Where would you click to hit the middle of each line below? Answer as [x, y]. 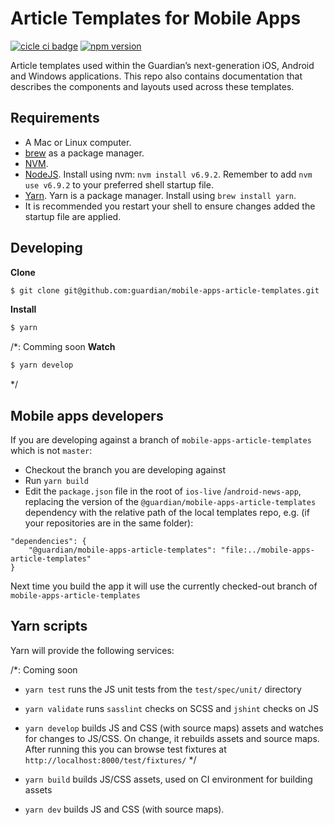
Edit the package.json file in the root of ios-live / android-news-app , [163, 491]
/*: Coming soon [44, 669]
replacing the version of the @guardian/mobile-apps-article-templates [170, 501]
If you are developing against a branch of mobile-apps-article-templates [161, 440]
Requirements [55, 118]
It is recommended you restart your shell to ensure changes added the [170, 206]
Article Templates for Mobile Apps [156, 18]
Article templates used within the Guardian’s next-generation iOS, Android [162, 65]
